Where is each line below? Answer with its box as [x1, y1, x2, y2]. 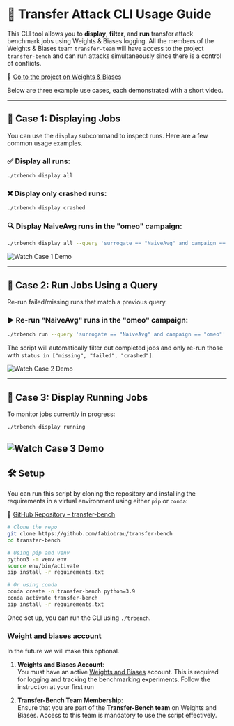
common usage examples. [7, 139, 83, 147]
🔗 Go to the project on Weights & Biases [7, 73, 122, 81]
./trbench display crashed [7, 205, 86, 212]
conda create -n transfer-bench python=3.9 [7, 588, 136, 595]
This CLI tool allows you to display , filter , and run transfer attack [7, 29, 194, 38]
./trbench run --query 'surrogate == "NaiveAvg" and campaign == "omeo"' [7, 331, 226, 338]
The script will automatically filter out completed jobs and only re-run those [7, 343, 224, 352]
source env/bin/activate [7, 562, 79, 570]
